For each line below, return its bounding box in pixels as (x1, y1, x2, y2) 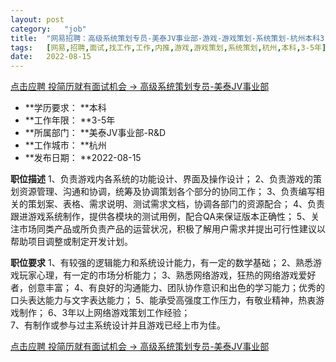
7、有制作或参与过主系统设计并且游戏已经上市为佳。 (10, 319, 226, 331)
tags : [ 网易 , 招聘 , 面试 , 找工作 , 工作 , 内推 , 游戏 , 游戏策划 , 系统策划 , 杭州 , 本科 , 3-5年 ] (10, 42, 327, 53)
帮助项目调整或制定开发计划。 (10, 236, 133, 248)
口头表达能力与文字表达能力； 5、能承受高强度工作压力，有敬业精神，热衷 (10, 294, 317, 306)
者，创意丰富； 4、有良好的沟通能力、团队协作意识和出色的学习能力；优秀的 (10, 282, 325, 294)
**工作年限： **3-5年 (24, 114, 116, 126)
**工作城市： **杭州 (24, 139, 107, 151)
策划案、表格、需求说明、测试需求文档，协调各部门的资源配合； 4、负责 (27, 198, 325, 210)
